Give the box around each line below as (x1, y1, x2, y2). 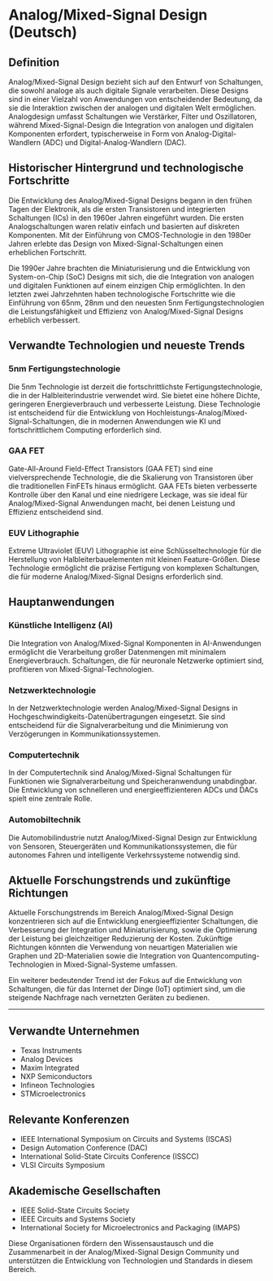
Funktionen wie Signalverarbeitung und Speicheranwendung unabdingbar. (8, 776, 258, 787)
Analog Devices (19, 1055, 73, 1064)
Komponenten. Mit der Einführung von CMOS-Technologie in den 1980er (8, 230, 252, 239)
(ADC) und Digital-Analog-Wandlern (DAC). (42, 138, 187, 147)
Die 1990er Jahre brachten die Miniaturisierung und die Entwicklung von (8, 263, 250, 273)
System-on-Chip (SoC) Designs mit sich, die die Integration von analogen (8, 271, 254, 282)
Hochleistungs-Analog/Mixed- (146, 407, 248, 417)
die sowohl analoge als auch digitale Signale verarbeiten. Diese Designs (8, 86, 249, 95)
